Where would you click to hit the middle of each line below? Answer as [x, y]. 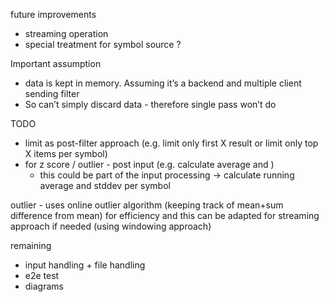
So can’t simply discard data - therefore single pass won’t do [150, 104]
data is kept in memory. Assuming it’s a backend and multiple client [163, 83]
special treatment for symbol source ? [103, 44]
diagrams [44, 286]
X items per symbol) [66, 153]
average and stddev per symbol [105, 185]
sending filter [52, 93]
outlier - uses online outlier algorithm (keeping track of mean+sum [147, 205]
